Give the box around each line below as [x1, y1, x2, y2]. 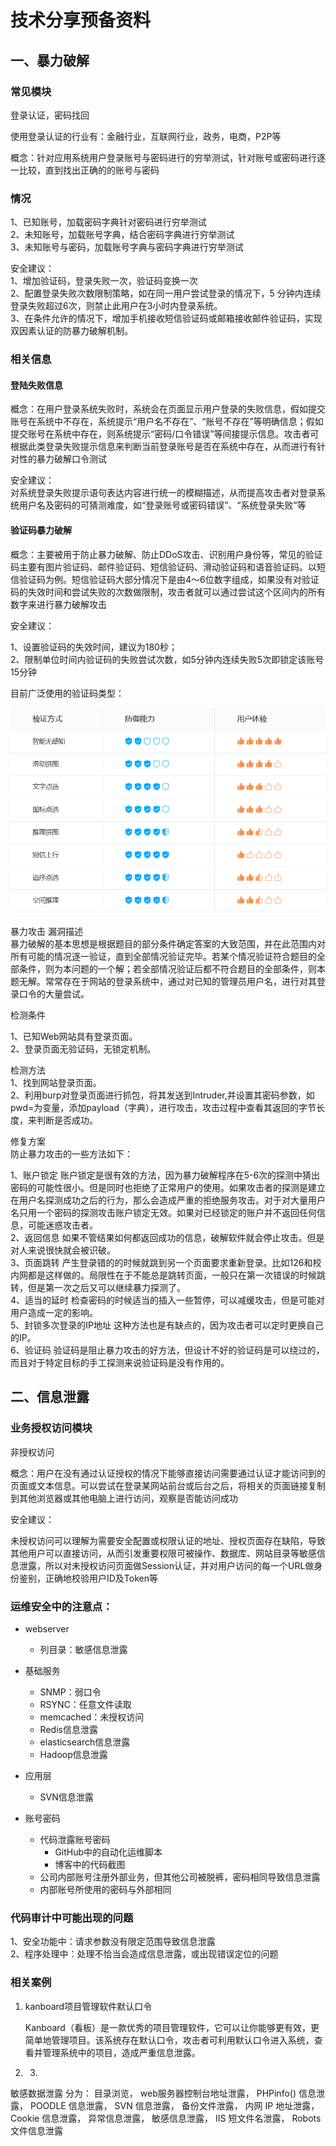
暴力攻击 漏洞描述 [10, 925, 83, 937]
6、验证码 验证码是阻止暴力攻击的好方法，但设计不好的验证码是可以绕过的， [10, 1344, 325, 1356]
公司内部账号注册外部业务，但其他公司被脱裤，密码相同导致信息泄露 [39, 1871, 321, 1883]
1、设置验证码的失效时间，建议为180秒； [10, 641, 178, 653]
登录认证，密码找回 [10, 109, 90, 121]
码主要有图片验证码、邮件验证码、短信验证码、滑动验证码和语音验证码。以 [10, 561, 317, 573]
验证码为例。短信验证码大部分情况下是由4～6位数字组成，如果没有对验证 [18, 573, 320, 585]
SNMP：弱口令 [39, 1686, 102, 1698]
